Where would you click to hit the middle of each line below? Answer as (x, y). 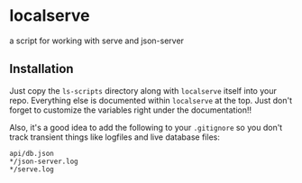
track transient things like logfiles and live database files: (115, 137)
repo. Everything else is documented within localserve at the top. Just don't (151, 100)
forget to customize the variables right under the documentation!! (131, 110)
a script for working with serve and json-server (97, 41)
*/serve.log (32, 169)
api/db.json (32, 153)
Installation (41, 69)
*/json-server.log (44, 161)
